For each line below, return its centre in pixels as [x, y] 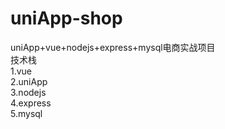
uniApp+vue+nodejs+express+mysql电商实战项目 [113, 47]
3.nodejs [28, 92]
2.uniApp [29, 81]
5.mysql [26, 113]
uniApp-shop [66, 18]
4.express [31, 103]
